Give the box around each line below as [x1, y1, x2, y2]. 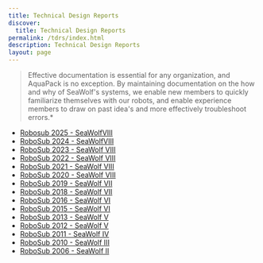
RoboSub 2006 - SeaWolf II [19, 246, 110, 255]
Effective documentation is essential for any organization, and [27, 71, 230, 79]
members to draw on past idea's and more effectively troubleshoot [27, 104, 247, 114]
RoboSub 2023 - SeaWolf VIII [19, 145, 116, 154]
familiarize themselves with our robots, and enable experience [27, 96, 232, 105]
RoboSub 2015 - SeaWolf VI [19, 204, 111, 213]
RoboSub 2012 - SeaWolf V [19, 221, 109, 230]
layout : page [8, 48, 52, 56]
